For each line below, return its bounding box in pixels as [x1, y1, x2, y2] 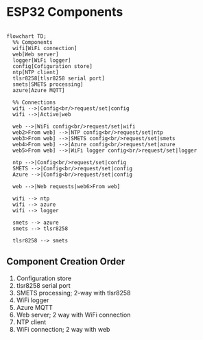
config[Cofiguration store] [12, 63, 93, 69]
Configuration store [16, 274, 72, 282]
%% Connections [12, 99, 56, 106]
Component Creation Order [6, 256, 126, 268]
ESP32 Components [6, 4, 123, 20]
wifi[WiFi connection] [12, 45, 77, 52]
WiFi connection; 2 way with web [16, 325, 110, 333]
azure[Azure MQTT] [12, 87, 66, 93]
